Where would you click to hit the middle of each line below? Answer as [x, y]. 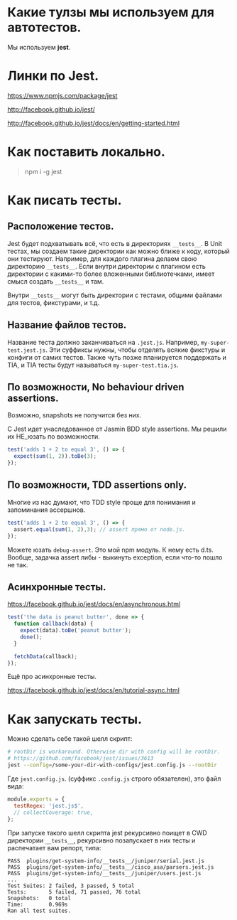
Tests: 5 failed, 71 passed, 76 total [74, 892]
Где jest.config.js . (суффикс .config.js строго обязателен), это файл [114, 779]
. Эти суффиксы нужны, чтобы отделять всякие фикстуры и [135, 350]
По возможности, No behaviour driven [96, 387]
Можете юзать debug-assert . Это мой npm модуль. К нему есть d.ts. [111, 550]
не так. [18, 565]
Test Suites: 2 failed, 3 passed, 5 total [71, 886]
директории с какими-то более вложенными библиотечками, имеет [111, 274]
